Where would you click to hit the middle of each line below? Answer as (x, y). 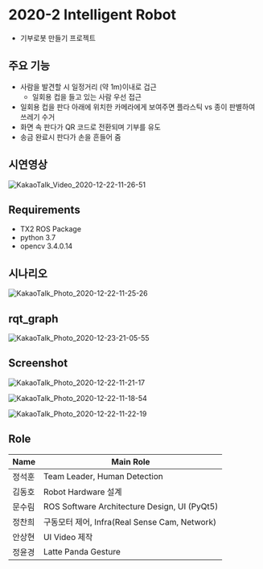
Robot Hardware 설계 (82, 492)
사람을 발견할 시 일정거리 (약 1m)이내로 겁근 (88, 87)
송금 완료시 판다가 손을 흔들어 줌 (70, 137)
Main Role (131, 461)
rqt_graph (33, 319)
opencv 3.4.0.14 (46, 246)
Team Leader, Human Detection (103, 476)
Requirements (44, 209)
